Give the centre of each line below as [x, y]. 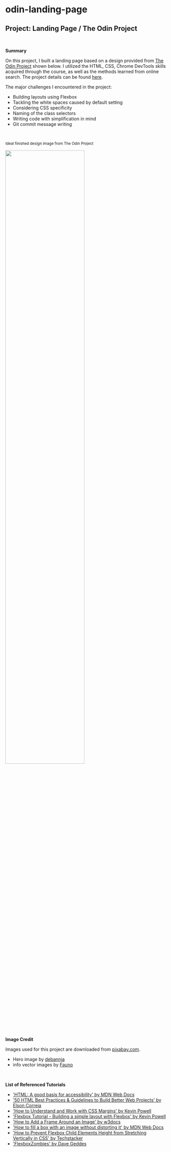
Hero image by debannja [39, 1059]
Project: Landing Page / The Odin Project [71, 29]
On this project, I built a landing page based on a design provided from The [84, 61]
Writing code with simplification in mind [54, 119]
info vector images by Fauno [43, 1065]
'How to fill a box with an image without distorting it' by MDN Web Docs [88, 1127]
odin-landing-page [47, 10]
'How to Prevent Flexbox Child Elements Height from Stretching [80, 1133]
